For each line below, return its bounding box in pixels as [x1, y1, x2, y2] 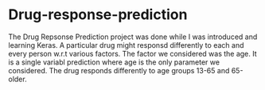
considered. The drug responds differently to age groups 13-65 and [8, 65, 230, 75]
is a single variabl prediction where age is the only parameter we [8, 57, 220, 67]
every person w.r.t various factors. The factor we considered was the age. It [8, 49, 257, 58]
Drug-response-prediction [8, 6, 188, 24]
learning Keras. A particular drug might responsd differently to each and [8, 40, 244, 49]
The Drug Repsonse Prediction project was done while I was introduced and [8, 32, 258, 41]
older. [8, 74, 27, 84]
